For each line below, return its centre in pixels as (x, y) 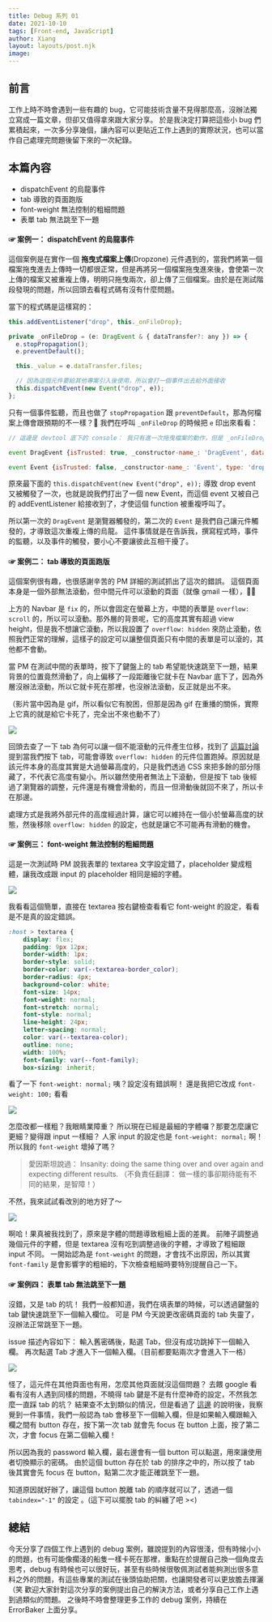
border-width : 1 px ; (56, 954)
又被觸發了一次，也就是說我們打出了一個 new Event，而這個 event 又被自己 (134, 494)
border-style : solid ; (59, 962)
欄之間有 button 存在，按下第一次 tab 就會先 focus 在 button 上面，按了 (127, 1424)
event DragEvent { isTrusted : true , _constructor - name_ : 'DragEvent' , (128, 452)
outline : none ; (49, 1045)
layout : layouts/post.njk (52, 46)
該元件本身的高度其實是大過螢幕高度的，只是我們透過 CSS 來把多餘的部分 (131, 766)
